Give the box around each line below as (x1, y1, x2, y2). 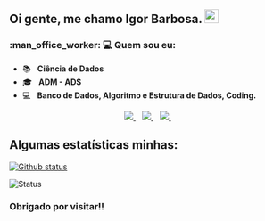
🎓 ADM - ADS (21, 77, 82, 87)
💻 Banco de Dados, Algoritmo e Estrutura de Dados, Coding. (21, 90, 257, 101)
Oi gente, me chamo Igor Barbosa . (9, 12, 203, 27)
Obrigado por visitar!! (9, 201, 105, 213)
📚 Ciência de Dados (21, 63, 104, 74)
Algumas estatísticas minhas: (9, 137, 178, 152)
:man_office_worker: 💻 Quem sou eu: (9, 39, 177, 52)
